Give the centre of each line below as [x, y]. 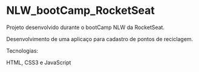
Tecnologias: [22, 51]
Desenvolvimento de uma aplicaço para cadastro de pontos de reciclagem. [100, 39]
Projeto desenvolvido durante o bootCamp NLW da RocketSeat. [86, 27]
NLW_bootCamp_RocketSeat [81, 11]
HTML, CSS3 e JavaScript [39, 62]
